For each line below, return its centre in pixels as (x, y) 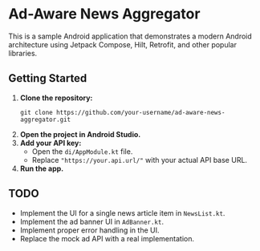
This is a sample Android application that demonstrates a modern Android (130, 36)
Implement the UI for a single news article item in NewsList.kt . (122, 213)
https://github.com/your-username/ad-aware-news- (140, 112)
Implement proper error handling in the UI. (89, 230)
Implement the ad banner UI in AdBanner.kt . (92, 221)
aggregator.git (45, 119)
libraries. (23, 53)
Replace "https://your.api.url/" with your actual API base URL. (139, 160)
